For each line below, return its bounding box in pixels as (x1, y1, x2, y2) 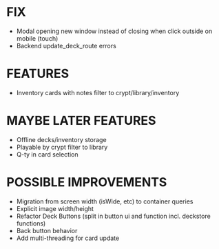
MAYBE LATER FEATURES (6, 113, 156, 128)
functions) (16, 219, 46, 228)
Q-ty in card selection (16, 150, 79, 159)
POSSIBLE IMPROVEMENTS (6, 175, 167, 190)
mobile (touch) (16, 34, 59, 42)
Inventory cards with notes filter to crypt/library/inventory (16, 88, 180, 97)
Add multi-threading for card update (16, 234, 120, 242)
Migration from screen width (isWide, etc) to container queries (16, 197, 194, 206)
